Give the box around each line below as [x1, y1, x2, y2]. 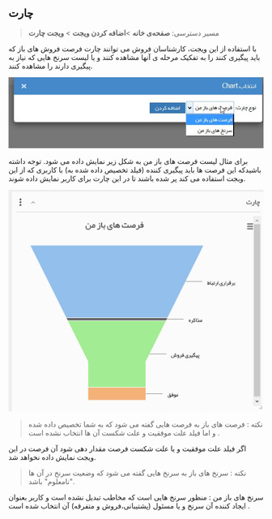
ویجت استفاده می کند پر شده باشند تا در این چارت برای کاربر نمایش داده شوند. [8, 174, 246, 183]
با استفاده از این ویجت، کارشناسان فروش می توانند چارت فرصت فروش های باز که [8, 44, 257, 54]
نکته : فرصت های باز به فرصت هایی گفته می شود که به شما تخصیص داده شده [28, 419, 263, 429]
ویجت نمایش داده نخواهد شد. [8, 453, 96, 462]
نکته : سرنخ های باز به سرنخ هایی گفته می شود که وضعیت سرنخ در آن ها [28, 468, 247, 478]
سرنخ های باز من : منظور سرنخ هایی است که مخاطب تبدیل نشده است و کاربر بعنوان [8, 492, 264, 502]
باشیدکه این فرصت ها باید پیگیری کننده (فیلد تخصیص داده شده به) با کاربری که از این [8, 165, 261, 175]
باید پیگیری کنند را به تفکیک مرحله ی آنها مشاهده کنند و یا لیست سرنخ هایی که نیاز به [8, 52, 261, 62]
